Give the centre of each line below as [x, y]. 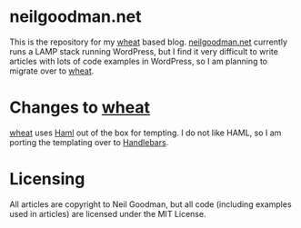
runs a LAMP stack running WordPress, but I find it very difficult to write [144, 51]
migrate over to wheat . [52, 71]
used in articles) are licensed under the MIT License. [108, 213]
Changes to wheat [80, 108]
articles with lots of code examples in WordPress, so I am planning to [139, 61]
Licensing [47, 179]
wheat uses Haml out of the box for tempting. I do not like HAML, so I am [145, 133]
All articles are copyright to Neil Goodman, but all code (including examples [151, 204]
